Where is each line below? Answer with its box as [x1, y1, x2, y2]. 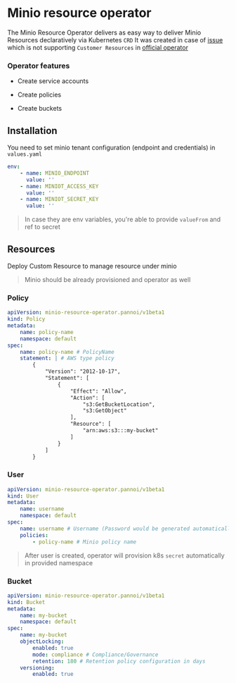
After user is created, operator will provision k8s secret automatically [24, 551, 225, 560]
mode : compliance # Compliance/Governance [32, 651, 159, 658]
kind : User [7, 492, 39, 500]
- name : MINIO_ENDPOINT [20, 169, 90, 177]
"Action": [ [70, 394, 105, 401]
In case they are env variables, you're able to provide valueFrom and [24, 215, 221, 223]
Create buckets [17, 104, 62, 113]
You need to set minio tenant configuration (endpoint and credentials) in [7, 143, 216, 152]
